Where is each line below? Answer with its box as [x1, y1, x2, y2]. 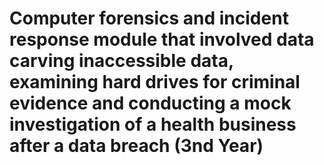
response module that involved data [9, 28, 315, 51]
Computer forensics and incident [9, 7, 289, 30]
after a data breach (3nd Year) [9, 135, 264, 157]
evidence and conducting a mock [9, 92, 292, 115]
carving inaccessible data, [9, 50, 234, 72]
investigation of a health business [9, 113, 297, 136]
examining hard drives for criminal [9, 71, 301, 94]
